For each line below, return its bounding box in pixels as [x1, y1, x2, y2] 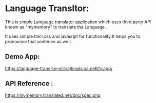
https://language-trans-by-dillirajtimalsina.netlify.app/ [5, 65, 113, 71]
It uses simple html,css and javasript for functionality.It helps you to [5, 33, 140, 39]
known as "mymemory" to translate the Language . [5, 24, 107, 29]
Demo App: [5, 53, 40, 61]
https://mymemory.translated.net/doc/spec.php [5, 92, 101, 98]
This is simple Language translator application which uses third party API [5, 19, 152, 25]
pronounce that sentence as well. [5, 38, 72, 44]
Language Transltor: [5, 3, 89, 14]
